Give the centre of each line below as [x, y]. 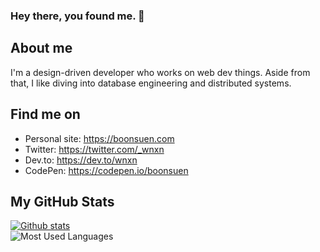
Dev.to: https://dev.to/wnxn [81, 160]
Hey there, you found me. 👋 [77, 16]
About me [41, 48]
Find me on [45, 114]
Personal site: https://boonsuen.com [99, 138]
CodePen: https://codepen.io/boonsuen [106, 170]
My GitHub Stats [62, 201]
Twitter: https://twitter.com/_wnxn [94, 149]
